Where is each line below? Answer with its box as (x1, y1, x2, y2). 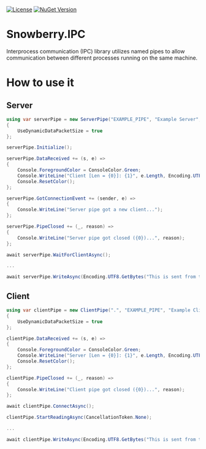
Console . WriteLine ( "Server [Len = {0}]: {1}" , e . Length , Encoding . (17, 353, 193, 359)
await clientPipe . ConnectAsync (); (6, 403, 95, 410)
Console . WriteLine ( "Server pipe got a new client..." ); (17, 206, 164, 213)
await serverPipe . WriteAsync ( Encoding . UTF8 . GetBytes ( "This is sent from (6, 274, 196, 280)
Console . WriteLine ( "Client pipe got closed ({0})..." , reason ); (17, 386, 185, 392)
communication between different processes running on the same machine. (6, 54, 198, 61)
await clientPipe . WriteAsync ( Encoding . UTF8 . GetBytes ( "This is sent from (6, 436, 196, 442)
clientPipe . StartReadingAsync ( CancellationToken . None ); (6, 415, 152, 421)
